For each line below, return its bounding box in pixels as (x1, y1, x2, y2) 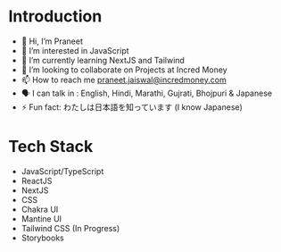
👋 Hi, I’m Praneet (21, 36, 84, 46)
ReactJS (21, 175, 53, 186)
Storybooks (21, 232, 64, 243)
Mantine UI (21, 213, 62, 224)
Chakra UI (21, 204, 59, 214)
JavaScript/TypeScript (21, 165, 104, 176)
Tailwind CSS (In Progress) (21, 223, 120, 233)
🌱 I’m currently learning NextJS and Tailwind (21, 55, 185, 65)
